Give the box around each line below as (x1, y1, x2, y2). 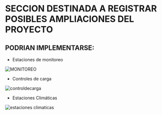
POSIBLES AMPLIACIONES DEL (5, 13, 134, 25)
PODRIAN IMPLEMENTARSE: (5, 43, 95, 52)
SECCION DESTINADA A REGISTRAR (5, 3, 157, 14)
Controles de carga (12, 76, 52, 81)
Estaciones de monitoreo (12, 57, 63, 62)
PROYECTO (5, 24, 53, 35)
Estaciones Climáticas (12, 95, 58, 101)
